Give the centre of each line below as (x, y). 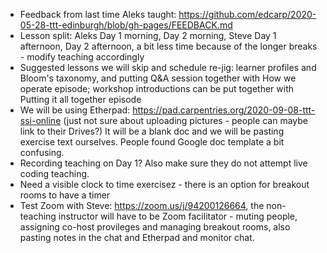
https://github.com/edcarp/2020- (247, 14)
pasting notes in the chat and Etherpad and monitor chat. (137, 237)
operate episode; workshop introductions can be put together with (157, 88)
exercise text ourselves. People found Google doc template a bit (152, 142)
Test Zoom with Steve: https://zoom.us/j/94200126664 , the (142, 205)
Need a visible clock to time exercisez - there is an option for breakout (164, 184)
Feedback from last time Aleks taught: (98, 14)
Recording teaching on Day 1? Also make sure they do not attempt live (163, 163)
